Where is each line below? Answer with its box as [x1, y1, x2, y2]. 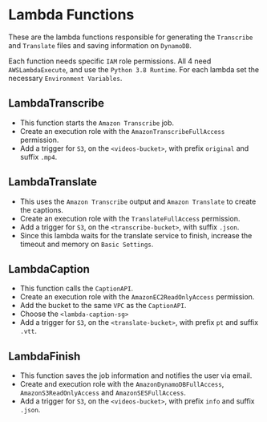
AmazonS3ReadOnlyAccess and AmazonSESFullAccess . [19, 388, 186, 398]
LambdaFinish [8, 349, 81, 363]
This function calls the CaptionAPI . [19, 283, 134, 294]
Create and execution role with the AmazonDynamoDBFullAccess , [19, 379, 225, 389]
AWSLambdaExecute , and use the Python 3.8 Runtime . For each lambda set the [8, 64, 259, 74]
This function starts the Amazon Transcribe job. [19, 118, 175, 128]
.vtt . [19, 327, 38, 336]
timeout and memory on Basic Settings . [19, 239, 154, 249]
